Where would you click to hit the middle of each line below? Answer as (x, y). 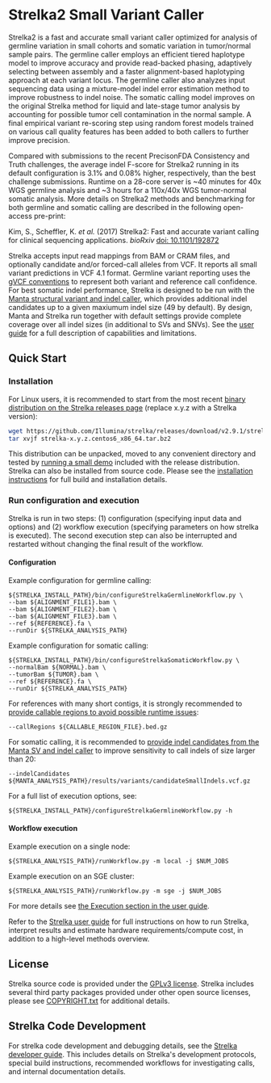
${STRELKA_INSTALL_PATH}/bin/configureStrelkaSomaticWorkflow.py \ (124, 660)
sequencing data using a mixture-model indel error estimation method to (129, 88)
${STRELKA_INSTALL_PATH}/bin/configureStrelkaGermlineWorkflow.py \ (126, 595)
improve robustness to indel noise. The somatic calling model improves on (132, 97)
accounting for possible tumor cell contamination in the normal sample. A (130, 114)
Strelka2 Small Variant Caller (106, 15)
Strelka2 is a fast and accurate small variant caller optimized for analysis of (133, 37)
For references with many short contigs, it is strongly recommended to (125, 703)
